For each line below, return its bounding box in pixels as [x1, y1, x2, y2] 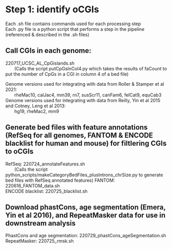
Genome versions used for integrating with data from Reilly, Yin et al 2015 [5, 97, 161, 103]
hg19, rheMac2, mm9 [14, 108, 60, 114]
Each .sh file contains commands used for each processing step [5, 21, 141, 27]
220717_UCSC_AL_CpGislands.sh [5, 60, 75, 66]
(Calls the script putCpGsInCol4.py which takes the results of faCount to [14, 65, 167, 71]
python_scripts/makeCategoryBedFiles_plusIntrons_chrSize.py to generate [5, 171, 163, 178]
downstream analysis [5, 219, 76, 227]
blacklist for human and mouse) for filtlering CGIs [5, 139, 167, 148]
